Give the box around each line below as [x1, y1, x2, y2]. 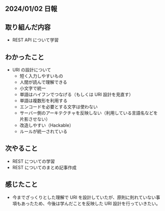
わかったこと [5, 53, 44, 61]
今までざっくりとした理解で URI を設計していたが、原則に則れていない [12, 194, 156, 200]
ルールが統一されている [19, 129, 68, 135]
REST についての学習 [12, 158, 55, 164]
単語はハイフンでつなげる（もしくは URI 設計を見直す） [19, 92, 133, 98]
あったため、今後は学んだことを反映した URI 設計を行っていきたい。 [21, 200, 161, 206]
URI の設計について [12, 67, 51, 73]
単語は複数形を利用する [19, 98, 68, 104]
